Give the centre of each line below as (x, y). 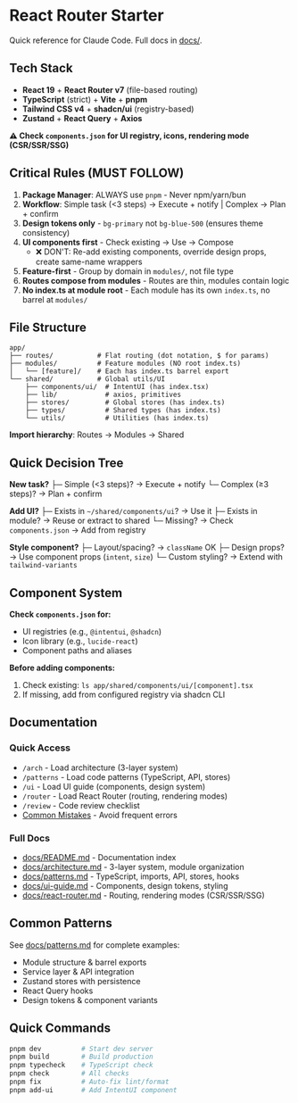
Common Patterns (61, 923)
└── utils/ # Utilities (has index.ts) (117, 419)
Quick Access (40, 748)
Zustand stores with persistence (81, 981)
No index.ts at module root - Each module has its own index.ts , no (146, 290)
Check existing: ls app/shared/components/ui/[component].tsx (137, 685)
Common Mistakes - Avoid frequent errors (100, 815)
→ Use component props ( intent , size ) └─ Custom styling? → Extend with (146, 557)
